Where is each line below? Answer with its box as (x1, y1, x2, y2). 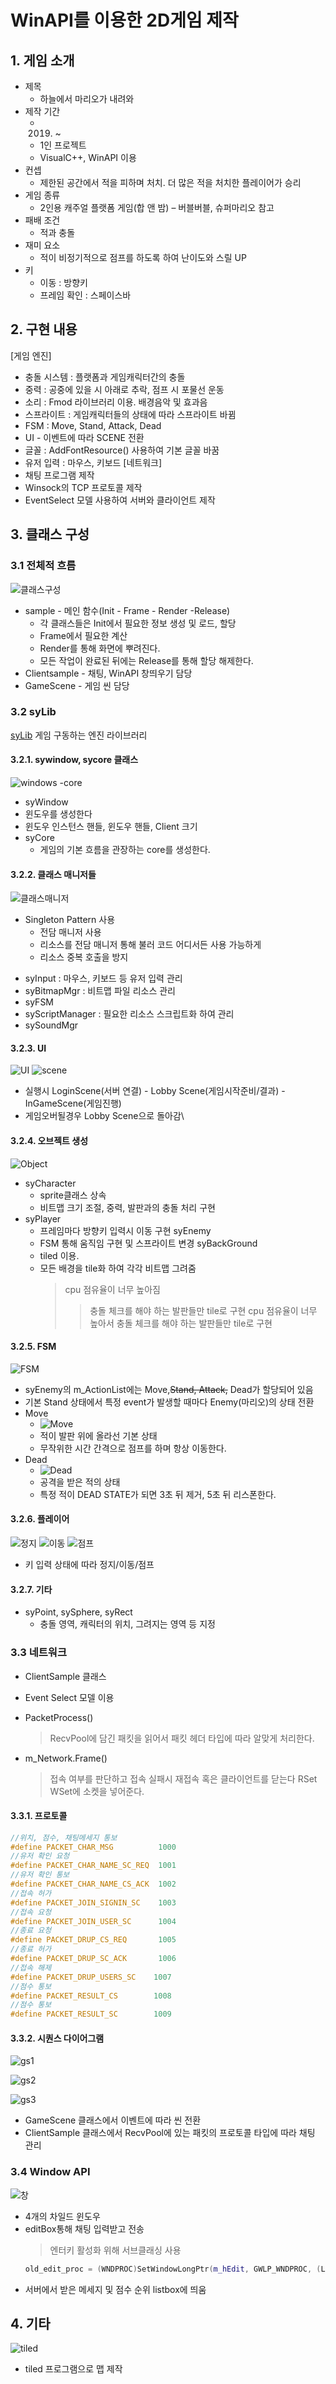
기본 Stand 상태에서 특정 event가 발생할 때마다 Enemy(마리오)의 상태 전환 (24, 1396, 315, 1408)
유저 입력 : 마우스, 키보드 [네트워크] (24, 456, 163, 468)
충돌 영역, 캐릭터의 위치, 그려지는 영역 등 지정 (39, 1618, 216, 1630)
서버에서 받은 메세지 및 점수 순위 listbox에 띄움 (24, 2283, 207, 2295)
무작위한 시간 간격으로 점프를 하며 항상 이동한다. (39, 1442, 227, 1454)
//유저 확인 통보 (10, 1870, 70, 1880)
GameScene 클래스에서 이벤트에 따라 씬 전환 (24, 2114, 202, 2126)
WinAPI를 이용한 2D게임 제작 (10, 9, 239, 32)
